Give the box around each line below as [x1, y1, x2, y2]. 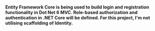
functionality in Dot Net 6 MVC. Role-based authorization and [5, 9, 138, 15]
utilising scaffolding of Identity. [5, 20, 73, 26]
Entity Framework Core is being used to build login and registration [5, 4, 149, 10]
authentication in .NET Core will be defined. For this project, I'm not [5, 14, 150, 20]
